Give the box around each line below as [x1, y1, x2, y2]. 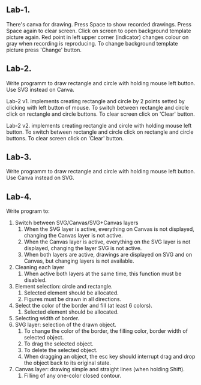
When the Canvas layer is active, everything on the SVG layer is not [23, 238, 191, 245]
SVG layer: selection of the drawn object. [14, 321, 117, 329]
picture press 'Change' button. [6, 46, 82, 53]
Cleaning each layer [14, 264, 65, 271]
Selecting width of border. [14, 315, 80, 322]
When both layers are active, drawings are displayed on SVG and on [23, 251, 193, 258]
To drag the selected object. [23, 340, 94, 347]
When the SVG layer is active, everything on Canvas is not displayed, [23, 225, 195, 233]
